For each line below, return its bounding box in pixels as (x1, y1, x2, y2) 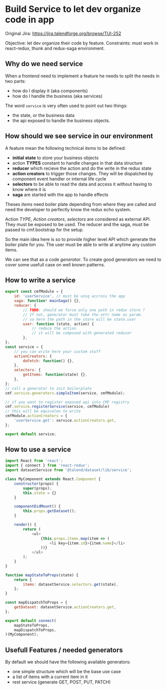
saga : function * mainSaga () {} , (14, 299, 81, 304)
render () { (14, 522, 37, 527)
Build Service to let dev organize (5, 3, 141, 15)
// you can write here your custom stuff (14, 349, 101, 354)
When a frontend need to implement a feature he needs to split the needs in (5, 73, 160, 79)
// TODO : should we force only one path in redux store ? (23, 308, 145, 313)
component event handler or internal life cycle (12, 176, 107, 182)
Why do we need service (5, 60, 83, 68)
